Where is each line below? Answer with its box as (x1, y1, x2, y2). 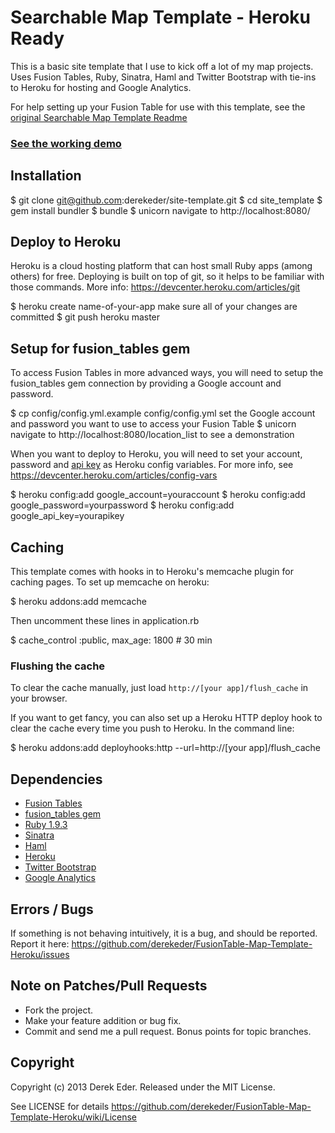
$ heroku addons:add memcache (10, 596, 147, 608)
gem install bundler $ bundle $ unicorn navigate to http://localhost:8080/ (10, 204, 311, 216)
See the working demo (10, 136, 122, 150)
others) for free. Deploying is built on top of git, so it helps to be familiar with (10, 271, 325, 283)
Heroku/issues (10, 949, 70, 961)
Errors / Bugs (10, 901, 94, 918)
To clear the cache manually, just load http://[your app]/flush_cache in (10, 682, 309, 694)
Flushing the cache (10, 659, 106, 673)
